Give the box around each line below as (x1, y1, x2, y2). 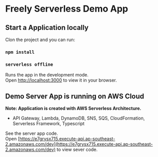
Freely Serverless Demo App (5, 3, 128, 15)
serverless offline (5, 61, 53, 67)
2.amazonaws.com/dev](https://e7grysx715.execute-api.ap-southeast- (5, 141, 153, 147)
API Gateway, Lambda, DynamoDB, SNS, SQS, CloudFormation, (12, 115, 145, 122)
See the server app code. (5, 130, 58, 137)
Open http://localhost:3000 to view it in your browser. (5, 77, 117, 84)
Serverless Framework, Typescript (12, 121, 85, 127)
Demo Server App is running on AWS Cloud (5, 92, 144, 100)
